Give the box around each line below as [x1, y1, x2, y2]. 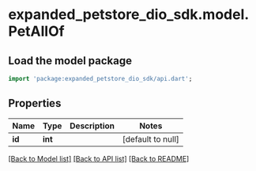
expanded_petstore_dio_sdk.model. [8, 6, 250, 24]
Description [70, 120, 115, 131]
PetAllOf [8, 22, 65, 40]
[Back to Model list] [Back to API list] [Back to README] [8, 154, 190, 163]
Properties [8, 97, 62, 110]
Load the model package [8, 54, 133, 67]
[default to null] [122, 133, 180, 144]
